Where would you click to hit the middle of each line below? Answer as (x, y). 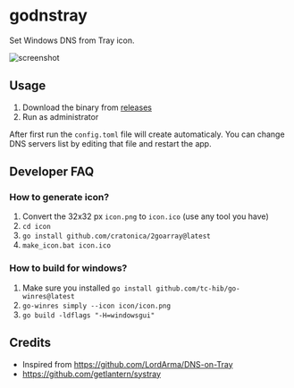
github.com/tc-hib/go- (198, 288)
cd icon (36, 227)
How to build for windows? (68, 268)
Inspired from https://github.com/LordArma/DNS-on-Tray (128, 364)
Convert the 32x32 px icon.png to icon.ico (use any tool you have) (146, 216)
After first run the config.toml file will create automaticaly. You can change (147, 134)
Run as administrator (60, 116)
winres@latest (48, 296)
